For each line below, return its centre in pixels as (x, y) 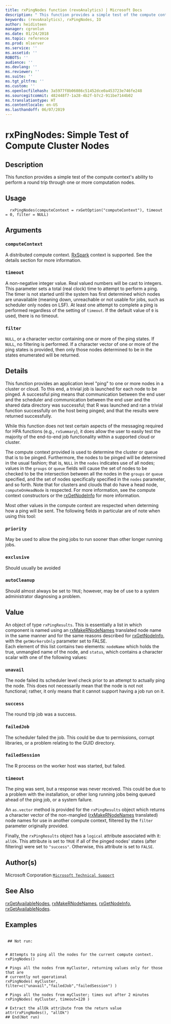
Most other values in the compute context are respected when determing (82, 505)
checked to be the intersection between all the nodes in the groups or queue (84, 473)
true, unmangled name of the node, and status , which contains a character (84, 652)
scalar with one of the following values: (46, 657)
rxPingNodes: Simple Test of (67, 135)
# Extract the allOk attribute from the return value (64, 1008)
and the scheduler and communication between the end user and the (78, 399)
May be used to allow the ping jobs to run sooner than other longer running (84, 539)
